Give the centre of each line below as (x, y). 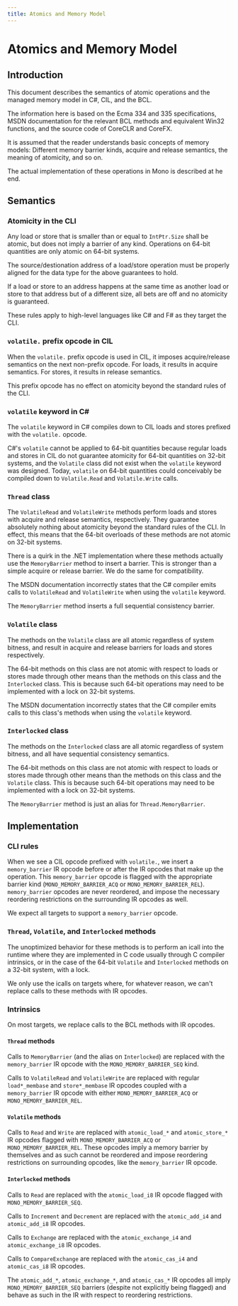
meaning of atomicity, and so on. (55, 157)
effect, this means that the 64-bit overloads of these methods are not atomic (119, 535)
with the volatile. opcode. (47, 434)
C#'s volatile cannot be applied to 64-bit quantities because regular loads (117, 448)
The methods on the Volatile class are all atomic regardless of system (111, 640)
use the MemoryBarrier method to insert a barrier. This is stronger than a (112, 564)
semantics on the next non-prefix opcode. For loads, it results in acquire (113, 364)
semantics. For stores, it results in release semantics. (85, 372)
